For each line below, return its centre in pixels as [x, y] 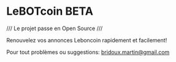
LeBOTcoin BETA [50, 11]
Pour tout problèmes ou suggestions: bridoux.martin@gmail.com [88, 52]
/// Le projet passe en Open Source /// [55, 28]
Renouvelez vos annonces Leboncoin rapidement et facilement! [87, 40]
